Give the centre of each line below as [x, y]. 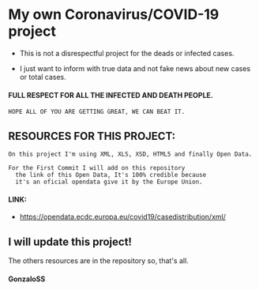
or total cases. [43, 77]
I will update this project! [70, 241]
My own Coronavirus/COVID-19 [114, 15]
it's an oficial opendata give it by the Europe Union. [109, 182]
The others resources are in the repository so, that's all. [99, 260]
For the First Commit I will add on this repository [97, 168]
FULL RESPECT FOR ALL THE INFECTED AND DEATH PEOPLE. [111, 95]
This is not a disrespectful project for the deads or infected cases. [127, 53]
